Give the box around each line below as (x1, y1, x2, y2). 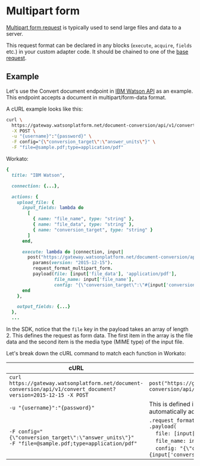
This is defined (149, 400, 190, 408)
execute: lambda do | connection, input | (21, 249, 124, 255)
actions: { (11, 193, 39, 200)
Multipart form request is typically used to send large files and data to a (6, 24, 182, 31)
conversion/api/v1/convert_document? (9, 386, 116, 392)
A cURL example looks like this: (6, 105, 83, 112)
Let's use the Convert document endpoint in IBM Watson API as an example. (6, 87, 193, 95)
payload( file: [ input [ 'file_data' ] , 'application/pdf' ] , (32, 271, 177, 277)
